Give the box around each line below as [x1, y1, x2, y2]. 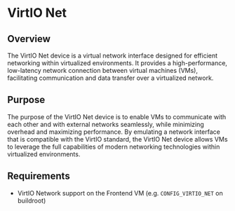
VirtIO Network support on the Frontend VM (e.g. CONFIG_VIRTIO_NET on [17, 189, 223, 197]
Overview [7, 33, 51, 45]
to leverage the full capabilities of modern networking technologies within [7, 142, 220, 151]
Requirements [7, 170, 70, 182]
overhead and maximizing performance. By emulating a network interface [7, 128, 221, 136]
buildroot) [17, 196, 46, 205]
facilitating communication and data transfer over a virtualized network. [7, 74, 214, 82]
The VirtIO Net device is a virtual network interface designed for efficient [7, 51, 218, 60]
